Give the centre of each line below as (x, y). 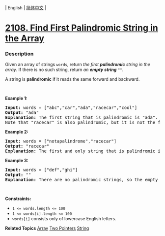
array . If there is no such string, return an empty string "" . (64, 70)
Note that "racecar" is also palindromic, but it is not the (80, 122)
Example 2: (17, 132)
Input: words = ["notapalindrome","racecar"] (61, 141)
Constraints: (18, 199)
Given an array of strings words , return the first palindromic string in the (78, 65)
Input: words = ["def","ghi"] (41, 170)
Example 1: (16, 99)
